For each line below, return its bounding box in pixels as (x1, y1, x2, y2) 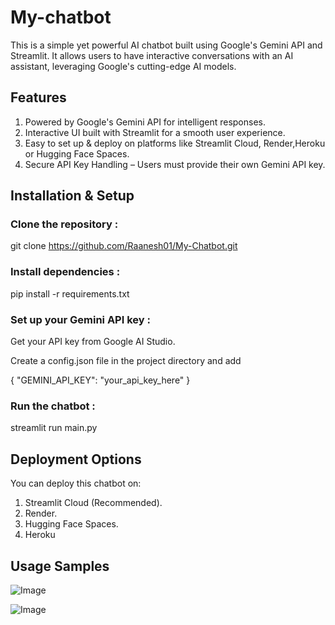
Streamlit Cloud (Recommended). (24, 497, 163, 509)
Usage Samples (10, 557, 110, 575)
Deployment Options (10, 451, 142, 468)
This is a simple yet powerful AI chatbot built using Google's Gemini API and (10, 39, 323, 51)
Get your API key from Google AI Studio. (10, 336, 176, 348)
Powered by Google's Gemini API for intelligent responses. (24, 116, 266, 128)
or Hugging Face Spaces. (24, 147, 130, 160)
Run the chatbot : (10, 399, 96, 413)
